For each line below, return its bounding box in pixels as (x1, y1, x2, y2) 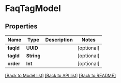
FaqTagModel (5, 3, 61, 14)
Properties (5, 22, 38, 30)
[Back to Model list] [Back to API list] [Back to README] (5, 73, 116, 78)
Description (45, 37, 73, 43)
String (26, 53, 41, 59)
